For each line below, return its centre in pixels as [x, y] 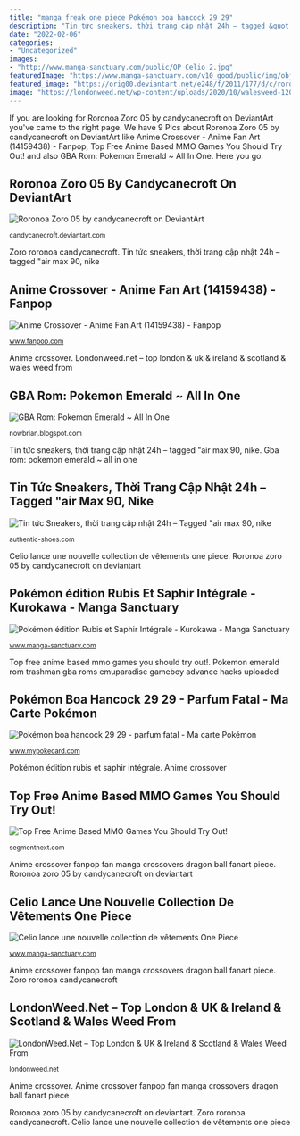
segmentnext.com [37, 848]
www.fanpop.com [37, 342]
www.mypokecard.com [45, 751]
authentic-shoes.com [42, 539]
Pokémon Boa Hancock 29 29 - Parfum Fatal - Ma [149, 699]
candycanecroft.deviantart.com [58, 236]
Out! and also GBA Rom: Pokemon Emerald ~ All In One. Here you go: [136, 155]
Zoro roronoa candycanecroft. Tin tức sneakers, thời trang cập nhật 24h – [145, 252]
